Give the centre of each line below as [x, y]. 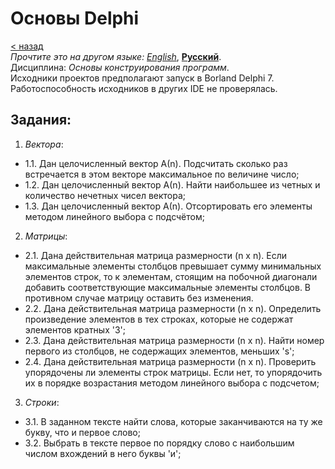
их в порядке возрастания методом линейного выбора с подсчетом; [172, 383]
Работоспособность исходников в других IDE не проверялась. [144, 88]
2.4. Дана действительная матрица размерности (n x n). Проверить [170, 361]
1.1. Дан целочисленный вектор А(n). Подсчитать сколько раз [156, 163]
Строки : [42, 402]
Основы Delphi [75, 18]
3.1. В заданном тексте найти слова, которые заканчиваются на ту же [173, 421]
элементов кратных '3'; [75, 329]
